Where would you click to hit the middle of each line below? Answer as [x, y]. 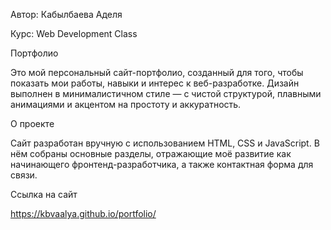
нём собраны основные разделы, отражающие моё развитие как [151, 153]
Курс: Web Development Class [74, 33]
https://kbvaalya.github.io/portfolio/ [83, 213]
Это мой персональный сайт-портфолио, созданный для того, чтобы [157, 72]
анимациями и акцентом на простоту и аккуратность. [126, 104]
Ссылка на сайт [44, 194]
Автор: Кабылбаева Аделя [66, 14]
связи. [24, 175]
